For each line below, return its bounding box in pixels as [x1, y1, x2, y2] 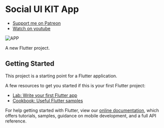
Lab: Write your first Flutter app [12, 92, 78, 98]
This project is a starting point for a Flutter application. [5, 73, 117, 79]
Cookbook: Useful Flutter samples [12, 97, 83, 103]
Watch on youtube [12, 25, 51, 31]
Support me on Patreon [12, 20, 61, 26]
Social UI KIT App [5, 4, 79, 15]
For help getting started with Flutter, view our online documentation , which [5, 107, 159, 113]
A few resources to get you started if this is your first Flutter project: [5, 82, 145, 88]
